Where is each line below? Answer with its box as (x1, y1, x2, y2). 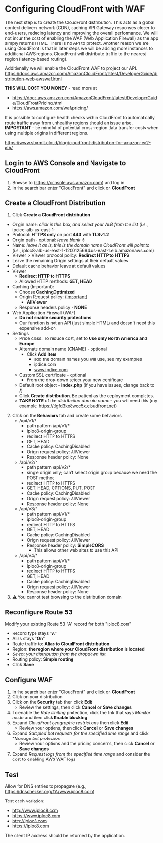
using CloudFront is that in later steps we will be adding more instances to (5, 45, 153, 51)
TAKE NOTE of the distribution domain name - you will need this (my (19, 398, 158, 403)
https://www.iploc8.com (12, 813, 61, 819)
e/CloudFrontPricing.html (12, 100, 63, 105)
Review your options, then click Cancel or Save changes (19, 725, 134, 731)
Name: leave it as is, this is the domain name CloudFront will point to (12, 242, 150, 248)
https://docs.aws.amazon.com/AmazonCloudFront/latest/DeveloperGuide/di (5, 70, 158, 76)
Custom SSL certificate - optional (19, 372, 87, 378)
